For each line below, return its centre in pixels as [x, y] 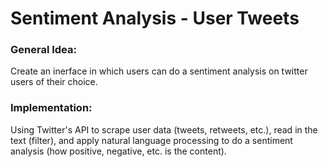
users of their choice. [54, 82]
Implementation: [51, 108]
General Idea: [43, 50]
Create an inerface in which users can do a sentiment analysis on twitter [159, 71]
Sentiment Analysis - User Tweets [155, 18]
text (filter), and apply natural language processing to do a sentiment [151, 140]
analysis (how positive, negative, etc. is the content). [118, 151]
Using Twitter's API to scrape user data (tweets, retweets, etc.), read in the [164, 129]
